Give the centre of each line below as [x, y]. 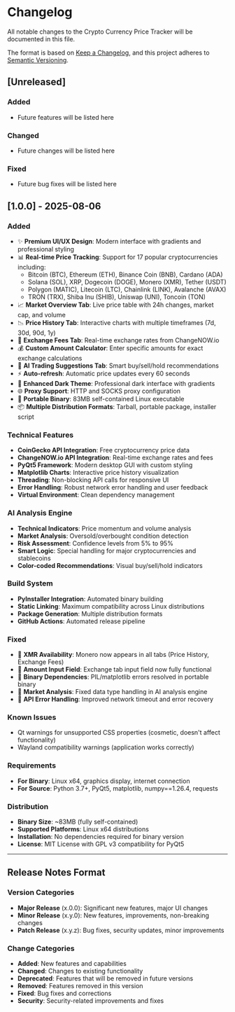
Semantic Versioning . [38, 60]
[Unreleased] [37, 82]
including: [31, 267]
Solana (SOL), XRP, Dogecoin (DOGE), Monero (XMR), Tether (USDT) [127, 282]
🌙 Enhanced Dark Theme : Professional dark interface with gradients [116, 383]
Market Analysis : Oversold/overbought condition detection [103, 536]
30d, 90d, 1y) [36, 333]
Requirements [32, 765]
